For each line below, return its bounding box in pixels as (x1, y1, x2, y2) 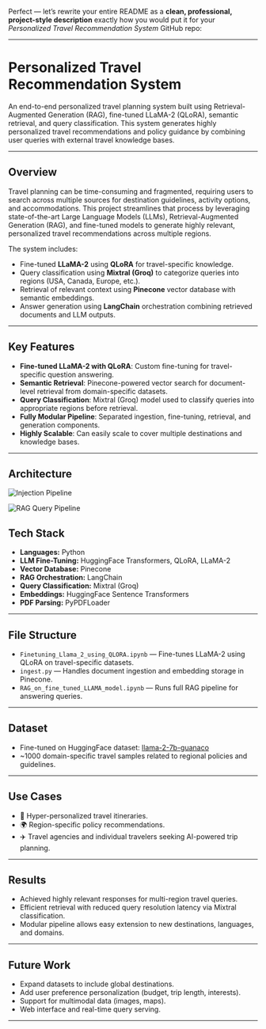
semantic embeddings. (19, 293, 95, 302)
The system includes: (8, 244, 78, 253)
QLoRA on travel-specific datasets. (19, 658, 135, 667)
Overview (8, 165, 58, 179)
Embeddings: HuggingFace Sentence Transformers (19, 590, 189, 599)
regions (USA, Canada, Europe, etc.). (19, 276, 141, 286)
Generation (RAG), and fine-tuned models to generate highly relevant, (8, 220, 236, 230)
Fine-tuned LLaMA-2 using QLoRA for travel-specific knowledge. (19, 259, 234, 268)
